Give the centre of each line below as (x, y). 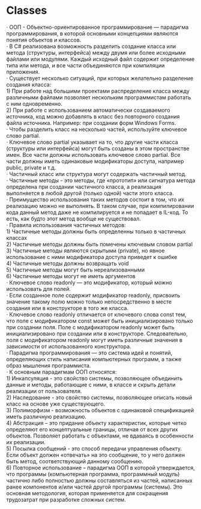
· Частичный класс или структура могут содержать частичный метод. (97, 174)
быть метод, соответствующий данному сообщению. (75, 461)
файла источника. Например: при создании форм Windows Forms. (91, 123)
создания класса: (29, 84)
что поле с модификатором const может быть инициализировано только (100, 321)
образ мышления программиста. (49, 365)
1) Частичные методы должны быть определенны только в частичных (96, 231)
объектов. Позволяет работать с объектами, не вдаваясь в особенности (100, 436)
